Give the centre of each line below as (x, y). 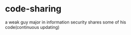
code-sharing (33, 9)
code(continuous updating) (32, 27)
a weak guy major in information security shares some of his (66, 22)
